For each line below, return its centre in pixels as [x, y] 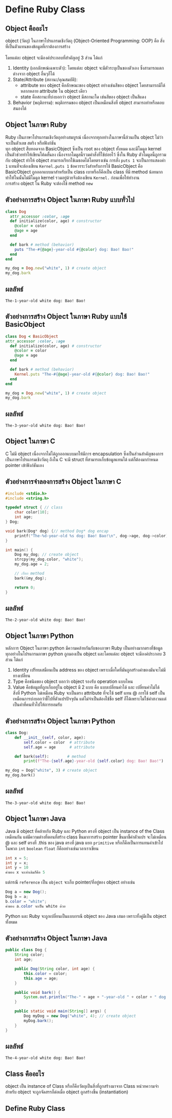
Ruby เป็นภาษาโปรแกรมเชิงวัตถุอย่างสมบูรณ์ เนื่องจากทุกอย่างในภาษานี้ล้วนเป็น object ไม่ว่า [84, 137]
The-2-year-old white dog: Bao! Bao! [46, 620]
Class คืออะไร [25, 1074]
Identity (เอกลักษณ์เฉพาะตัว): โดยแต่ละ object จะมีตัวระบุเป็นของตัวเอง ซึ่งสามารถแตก [88, 68]
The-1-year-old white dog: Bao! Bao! [46, 301]
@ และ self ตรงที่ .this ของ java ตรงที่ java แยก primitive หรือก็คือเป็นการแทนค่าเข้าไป [84, 842]
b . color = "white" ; [26, 901]
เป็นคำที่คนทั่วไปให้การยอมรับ [37, 704]
